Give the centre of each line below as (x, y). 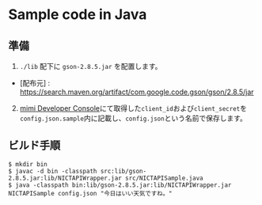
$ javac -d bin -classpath (53, 171)
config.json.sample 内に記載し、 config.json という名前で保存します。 (133, 118)
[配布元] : (34, 83)
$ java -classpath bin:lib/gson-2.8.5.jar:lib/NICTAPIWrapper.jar (120, 185)
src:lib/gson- (123, 171)
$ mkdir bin (28, 164)
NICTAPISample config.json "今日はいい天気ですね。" (90, 193)
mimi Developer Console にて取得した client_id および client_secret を (133, 108)
